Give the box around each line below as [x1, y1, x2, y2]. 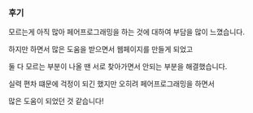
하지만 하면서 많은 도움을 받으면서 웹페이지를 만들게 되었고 [8, 45, 194, 54]
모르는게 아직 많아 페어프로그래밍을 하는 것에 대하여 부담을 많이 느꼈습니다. [8, 27, 246, 37]
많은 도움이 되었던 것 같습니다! [8, 96, 104, 106]
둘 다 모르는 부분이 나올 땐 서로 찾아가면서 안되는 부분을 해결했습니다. [8, 62, 228, 72]
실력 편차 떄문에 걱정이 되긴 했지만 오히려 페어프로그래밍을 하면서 [8, 79, 216, 89]
